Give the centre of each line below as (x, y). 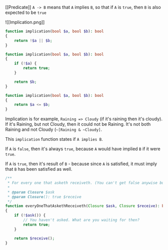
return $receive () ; (34, 238)
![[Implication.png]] (25, 22)
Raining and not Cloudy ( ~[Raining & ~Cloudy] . (54, 130)
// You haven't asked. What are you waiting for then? (81, 220)
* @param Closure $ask (31, 192)
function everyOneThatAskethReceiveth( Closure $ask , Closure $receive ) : (82, 206)
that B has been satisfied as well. (39, 169)
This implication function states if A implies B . (54, 139)
